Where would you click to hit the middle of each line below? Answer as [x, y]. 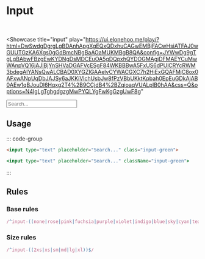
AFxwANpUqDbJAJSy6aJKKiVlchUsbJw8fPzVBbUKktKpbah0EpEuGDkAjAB [102, 78]
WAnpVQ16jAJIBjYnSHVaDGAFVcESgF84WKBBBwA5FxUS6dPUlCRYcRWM [101, 65]
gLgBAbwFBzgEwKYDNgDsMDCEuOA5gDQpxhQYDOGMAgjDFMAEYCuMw [102, 59]
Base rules [22, 209]
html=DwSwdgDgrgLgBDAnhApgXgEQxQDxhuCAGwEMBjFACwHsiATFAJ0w [102, 46]
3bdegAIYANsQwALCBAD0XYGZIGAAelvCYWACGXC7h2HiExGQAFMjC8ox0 [103, 71]
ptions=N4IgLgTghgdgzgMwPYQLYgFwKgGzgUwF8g [74, 91]
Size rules [21, 237]
